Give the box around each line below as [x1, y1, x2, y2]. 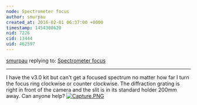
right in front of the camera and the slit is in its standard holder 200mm [6, 86, 177, 93]
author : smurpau [6, 14, 46, 20]
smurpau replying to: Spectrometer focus [6, 57, 106, 64]
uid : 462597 [6, 41, 35, 47]
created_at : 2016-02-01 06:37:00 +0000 [6, 19, 104, 25]
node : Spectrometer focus [6, 8, 69, 15]
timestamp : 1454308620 [6, 24, 62, 31]
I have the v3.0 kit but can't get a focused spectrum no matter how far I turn [6, 73, 189, 80]
